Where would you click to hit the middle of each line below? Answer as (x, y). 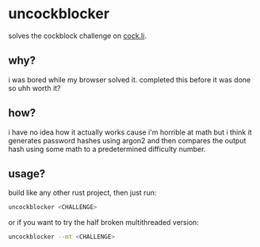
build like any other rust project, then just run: (82, 193)
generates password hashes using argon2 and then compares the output (127, 140)
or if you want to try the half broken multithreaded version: (104, 222)
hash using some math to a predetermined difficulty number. (107, 149)
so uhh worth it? (34, 88)
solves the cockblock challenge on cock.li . (77, 36)
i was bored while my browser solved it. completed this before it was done (130, 79)
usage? (27, 174)
